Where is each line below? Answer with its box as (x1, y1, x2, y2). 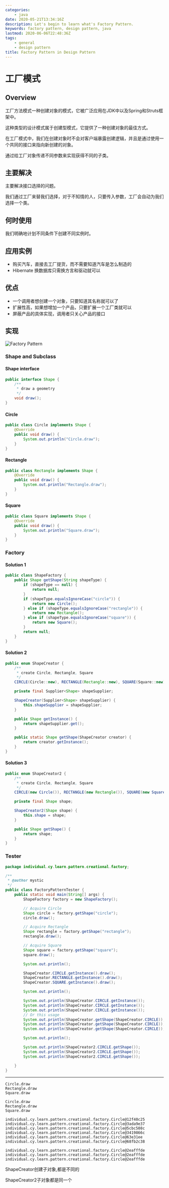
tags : (5, 36, 17, 41)
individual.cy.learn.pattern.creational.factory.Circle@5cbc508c (5, 1126, 145, 1131)
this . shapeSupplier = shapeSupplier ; (23, 702, 102, 707)
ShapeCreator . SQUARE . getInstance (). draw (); (23, 980, 116, 985)
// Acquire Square (23, 943, 62, 948)
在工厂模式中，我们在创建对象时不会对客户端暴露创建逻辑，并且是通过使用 (5, 135, 159, 141)
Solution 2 (5, 650, 27, 656)
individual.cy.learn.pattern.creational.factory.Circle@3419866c (5, 1130, 145, 1135)
